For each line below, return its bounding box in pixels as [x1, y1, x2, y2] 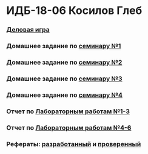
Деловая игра [6, 26, 50, 34]
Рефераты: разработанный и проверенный [6, 139, 141, 148]
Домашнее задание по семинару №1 [6, 42, 121, 51]
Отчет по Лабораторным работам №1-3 [6, 107, 130, 116]
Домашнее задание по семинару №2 [6, 58, 123, 66]
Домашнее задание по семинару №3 [6, 74, 123, 83]
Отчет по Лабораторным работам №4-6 [6, 123, 132, 131]
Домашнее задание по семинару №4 [6, 91, 123, 99]
